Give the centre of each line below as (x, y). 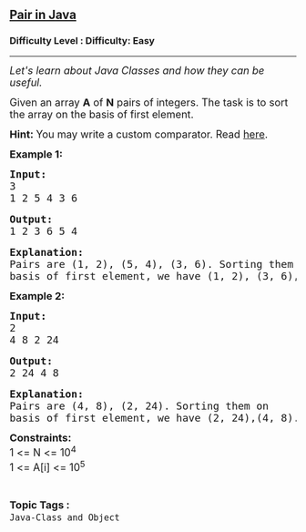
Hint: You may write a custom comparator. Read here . (139, 134)
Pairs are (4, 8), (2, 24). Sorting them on (139, 406)
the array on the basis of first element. (102, 114)
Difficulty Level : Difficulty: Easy (82, 41)
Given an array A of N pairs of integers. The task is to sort (149, 102)
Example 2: (37, 296)
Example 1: (36, 154)
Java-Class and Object (65, 517)
